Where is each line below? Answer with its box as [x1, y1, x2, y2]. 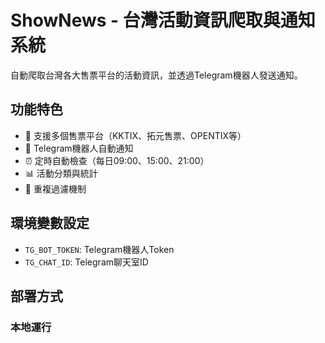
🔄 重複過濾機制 [24, 182, 87, 195]
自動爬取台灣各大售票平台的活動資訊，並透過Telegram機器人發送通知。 [10, 69, 303, 81]
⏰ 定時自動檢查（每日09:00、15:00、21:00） [24, 154, 210, 166]
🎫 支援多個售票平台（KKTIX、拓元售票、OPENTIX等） [24, 129, 247, 141]
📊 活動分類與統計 [24, 167, 98, 179]
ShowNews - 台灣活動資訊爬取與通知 [10, 9, 316, 32]
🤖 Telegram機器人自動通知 [24, 142, 134, 154]
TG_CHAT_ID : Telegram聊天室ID [24, 256, 149, 268]
